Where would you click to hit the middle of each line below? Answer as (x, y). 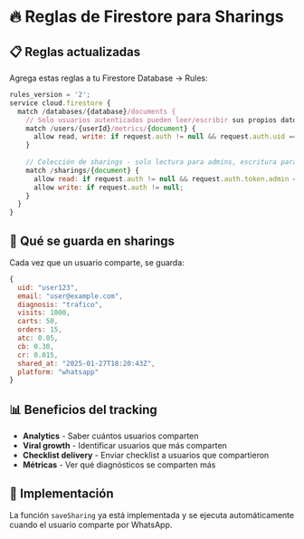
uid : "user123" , (48, 287)
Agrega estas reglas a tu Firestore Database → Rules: (109, 78)
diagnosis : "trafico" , (60, 304)
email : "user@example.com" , (71, 296)
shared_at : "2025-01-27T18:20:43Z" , (86, 363)
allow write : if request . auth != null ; (108, 188)
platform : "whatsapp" (58, 372)
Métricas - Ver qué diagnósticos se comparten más (119, 465)
